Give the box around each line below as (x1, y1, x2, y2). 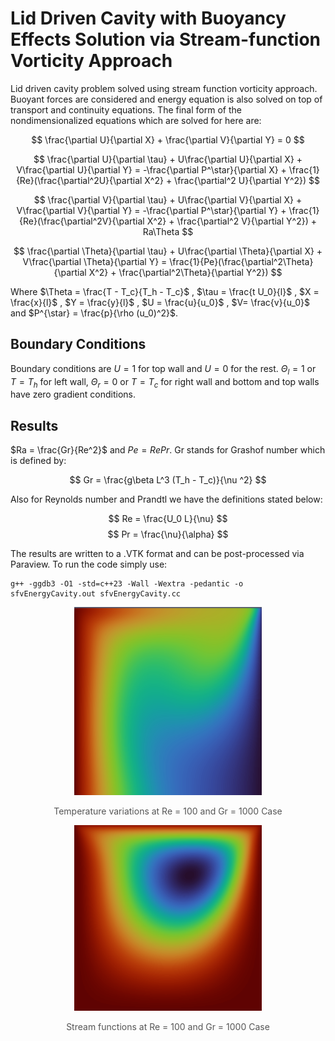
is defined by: (10, 455, 67, 467)
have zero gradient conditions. (10, 388, 137, 401)
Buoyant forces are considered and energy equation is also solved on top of (10, 93, 323, 105)
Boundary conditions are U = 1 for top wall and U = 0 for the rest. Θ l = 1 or (10, 362, 317, 377)
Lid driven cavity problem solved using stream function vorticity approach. (10, 82, 318, 94)
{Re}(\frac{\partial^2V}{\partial (19, 215, 145, 227)
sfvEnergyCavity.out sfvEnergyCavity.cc (10, 589, 182, 599)
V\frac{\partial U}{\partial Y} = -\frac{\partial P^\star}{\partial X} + (16, 163, 287, 176)
